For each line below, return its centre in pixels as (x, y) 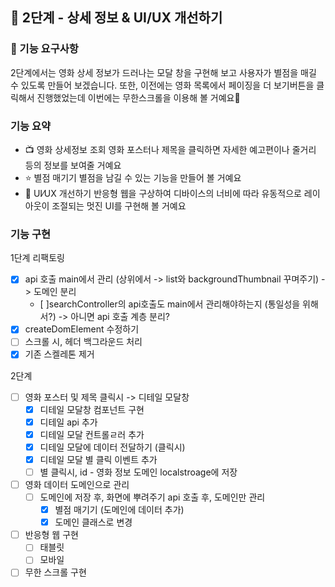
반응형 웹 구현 (51, 535)
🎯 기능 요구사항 (44, 49)
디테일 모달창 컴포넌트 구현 (92, 409)
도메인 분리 (55, 292)
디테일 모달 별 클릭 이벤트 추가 (98, 459)
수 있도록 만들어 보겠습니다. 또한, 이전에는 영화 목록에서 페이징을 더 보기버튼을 (162, 85)
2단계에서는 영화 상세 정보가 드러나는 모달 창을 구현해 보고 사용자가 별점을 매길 (163, 72)
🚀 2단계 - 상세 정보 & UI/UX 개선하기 (116, 18)
